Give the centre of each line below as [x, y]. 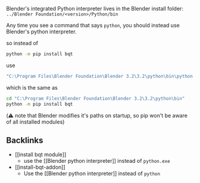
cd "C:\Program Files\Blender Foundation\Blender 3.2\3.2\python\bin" [96, 98]
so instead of [22, 43]
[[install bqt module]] [40, 154]
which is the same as [32, 87]
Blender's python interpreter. [41, 31]
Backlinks [25, 140]
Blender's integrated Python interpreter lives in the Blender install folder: [95, 9]
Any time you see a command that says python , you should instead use [93, 25]
